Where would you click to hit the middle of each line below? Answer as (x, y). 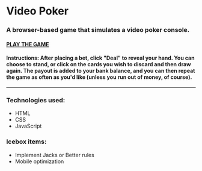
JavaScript (28, 126)
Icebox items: (26, 141)
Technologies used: (36, 100)
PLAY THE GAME (28, 44)
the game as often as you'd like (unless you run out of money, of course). (99, 77)
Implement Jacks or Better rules (54, 155)
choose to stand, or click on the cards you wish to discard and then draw (99, 64)
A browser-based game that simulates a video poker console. (98, 30)
